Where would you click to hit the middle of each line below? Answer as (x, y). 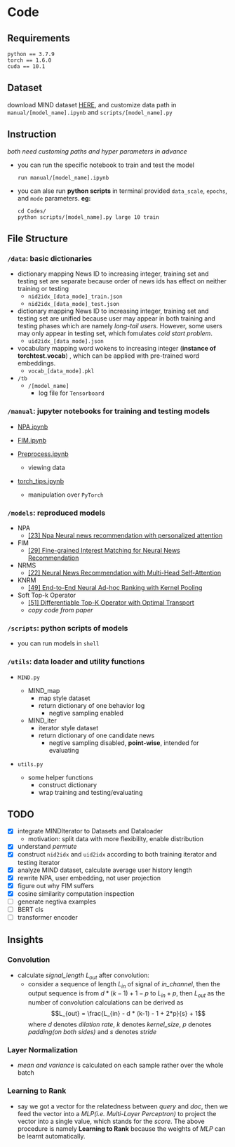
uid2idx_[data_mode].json (66, 342)
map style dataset (64, 698)
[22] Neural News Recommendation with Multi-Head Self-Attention (125, 572)
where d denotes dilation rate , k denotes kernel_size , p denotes (120, 1024)
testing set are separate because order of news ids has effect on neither (122, 281)
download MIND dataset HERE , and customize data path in (92, 105)
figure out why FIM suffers (56, 885)
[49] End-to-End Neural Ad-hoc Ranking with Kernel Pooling (115, 587)
